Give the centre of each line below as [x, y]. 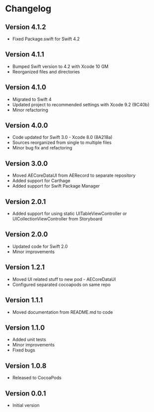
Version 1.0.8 [26, 366]
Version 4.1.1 [25, 54]
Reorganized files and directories [46, 71]
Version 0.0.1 [26, 393]
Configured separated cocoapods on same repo [61, 284]
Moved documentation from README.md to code [62, 312]
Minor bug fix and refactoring [42, 148]
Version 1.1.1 [24, 300]
